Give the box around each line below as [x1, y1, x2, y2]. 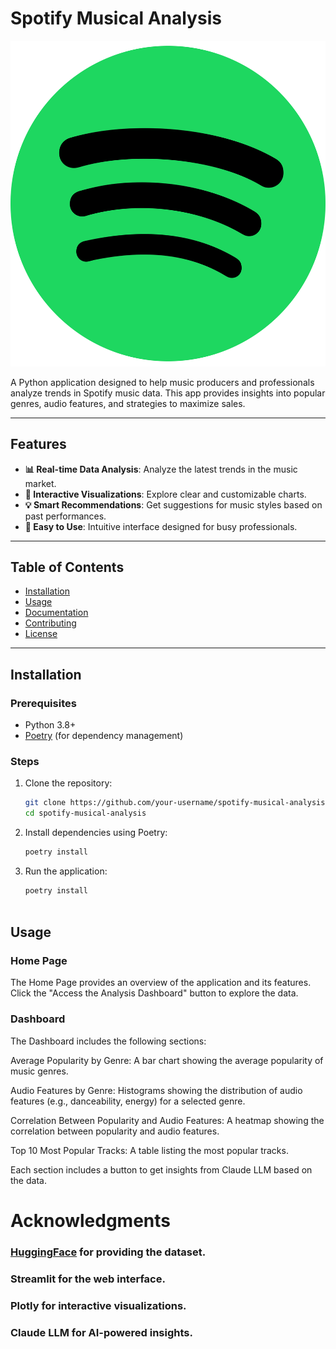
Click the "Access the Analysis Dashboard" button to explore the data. [10, 987, 299, 999]
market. [24, 477, 57, 489]
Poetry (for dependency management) [24, 730, 184, 742]
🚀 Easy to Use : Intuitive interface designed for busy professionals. [24, 520, 298, 532]
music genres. [10, 1065, 69, 1077]
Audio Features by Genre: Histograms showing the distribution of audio [10, 1084, 303, 1096]
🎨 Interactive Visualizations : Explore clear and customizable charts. [24, 488, 307, 500]
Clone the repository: [24, 777, 113, 789]
